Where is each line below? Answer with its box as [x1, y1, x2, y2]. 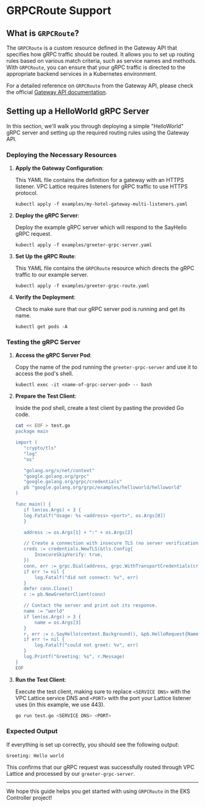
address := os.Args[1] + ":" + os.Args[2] [23, 529, 133, 535]
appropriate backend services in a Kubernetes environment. [6, 70, 157, 77]
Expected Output [6, 727, 58, 736]
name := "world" [23, 608, 65, 615]
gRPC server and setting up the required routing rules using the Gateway [6, 129, 189, 136]
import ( [15, 439, 38, 446]
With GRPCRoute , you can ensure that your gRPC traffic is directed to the [6, 64, 186, 71]
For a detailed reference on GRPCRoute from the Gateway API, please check [6, 82, 193, 89]
